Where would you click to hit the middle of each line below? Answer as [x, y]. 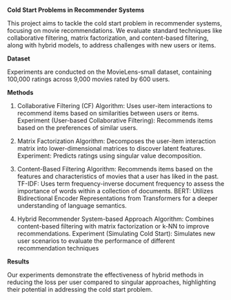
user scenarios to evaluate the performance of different [96, 241]
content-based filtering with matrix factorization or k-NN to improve [113, 226]
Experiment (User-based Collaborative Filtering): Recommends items [115, 120]
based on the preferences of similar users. [77, 128]
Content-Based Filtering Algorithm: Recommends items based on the [115, 169]
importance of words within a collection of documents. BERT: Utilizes [115, 191]
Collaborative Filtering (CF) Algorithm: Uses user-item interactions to [114, 106]
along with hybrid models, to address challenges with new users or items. [112, 45]
